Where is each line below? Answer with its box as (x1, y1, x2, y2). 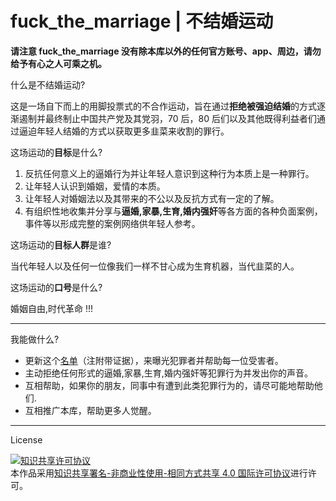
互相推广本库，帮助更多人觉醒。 (24, 404, 157, 416)
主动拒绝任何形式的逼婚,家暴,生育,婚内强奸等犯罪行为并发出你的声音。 (24, 367, 313, 379)
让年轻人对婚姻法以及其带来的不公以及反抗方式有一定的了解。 (24, 192, 280, 204)
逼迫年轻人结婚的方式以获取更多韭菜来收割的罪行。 (18, 125, 230, 137)
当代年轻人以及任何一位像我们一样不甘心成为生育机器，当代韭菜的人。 (10, 260, 300, 272)
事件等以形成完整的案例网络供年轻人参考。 (24, 217, 201, 229)
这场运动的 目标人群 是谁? (10, 238, 112, 251)
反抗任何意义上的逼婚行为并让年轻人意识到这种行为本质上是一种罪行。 (24, 167, 315, 179)
